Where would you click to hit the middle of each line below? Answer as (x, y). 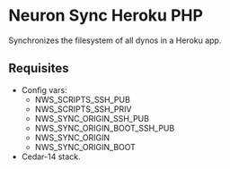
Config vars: (44, 89)
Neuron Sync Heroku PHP (106, 16)
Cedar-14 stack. (51, 156)
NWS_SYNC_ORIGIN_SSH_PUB (92, 118)
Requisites (39, 68)
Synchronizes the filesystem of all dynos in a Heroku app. (115, 40)
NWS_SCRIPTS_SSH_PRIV (83, 109)
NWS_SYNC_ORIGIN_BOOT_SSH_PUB (105, 128)
